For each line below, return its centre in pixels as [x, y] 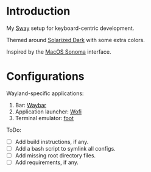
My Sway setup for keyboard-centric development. [70, 28]
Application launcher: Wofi [48, 112]
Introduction [38, 11]
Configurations [45, 77]
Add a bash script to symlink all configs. [65, 148]
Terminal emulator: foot [44, 118]
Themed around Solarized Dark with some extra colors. [75, 40]
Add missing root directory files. [55, 156]
